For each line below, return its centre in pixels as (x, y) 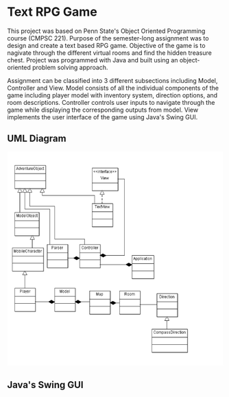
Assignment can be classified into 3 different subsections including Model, (112, 80)
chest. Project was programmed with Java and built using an (93, 60)
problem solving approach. (70, 67)
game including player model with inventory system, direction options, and (112, 95)
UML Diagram (37, 139)
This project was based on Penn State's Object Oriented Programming (106, 31)
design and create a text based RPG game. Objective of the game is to (106, 45)
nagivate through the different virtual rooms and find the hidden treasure (110, 53)
